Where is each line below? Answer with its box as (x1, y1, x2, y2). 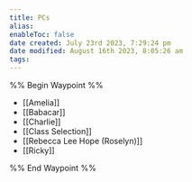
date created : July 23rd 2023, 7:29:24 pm (9, 38, 171, 48)
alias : (9, 22, 34, 31)
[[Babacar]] (22, 107, 66, 117)
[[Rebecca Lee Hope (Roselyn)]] (22, 136, 143, 146)
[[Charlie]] (22, 116, 61, 127)
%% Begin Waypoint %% (9, 80, 104, 90)
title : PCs (9, 13, 50, 23)
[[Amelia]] (22, 97, 60, 108)
